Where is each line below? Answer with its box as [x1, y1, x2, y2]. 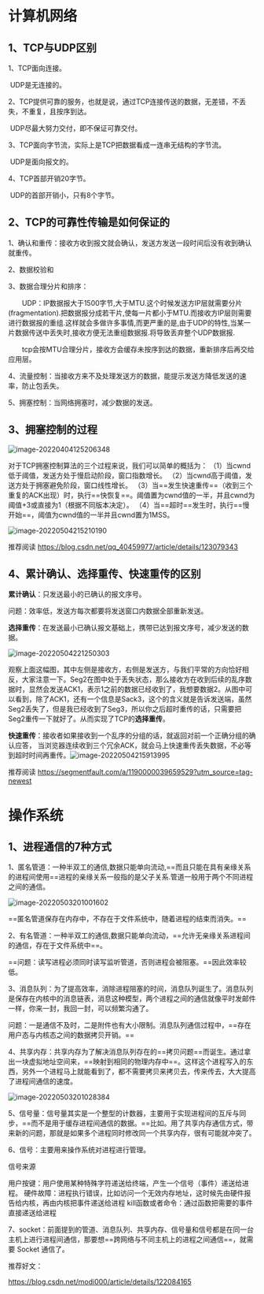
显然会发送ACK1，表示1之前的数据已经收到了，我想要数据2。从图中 [28, 685, 246, 694]
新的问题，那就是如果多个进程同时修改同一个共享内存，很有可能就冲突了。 [14, 1129, 256, 1138]
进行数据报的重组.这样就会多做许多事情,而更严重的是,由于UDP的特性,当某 [8, 318, 244, 327]
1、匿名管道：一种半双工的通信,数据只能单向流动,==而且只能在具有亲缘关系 [8, 862, 251, 872]
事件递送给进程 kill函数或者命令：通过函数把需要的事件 [76, 1199, 253, 1208]
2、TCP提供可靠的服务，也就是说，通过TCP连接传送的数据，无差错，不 [8, 97, 240, 106]
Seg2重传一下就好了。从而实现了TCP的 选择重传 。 [8, 714, 170, 723]
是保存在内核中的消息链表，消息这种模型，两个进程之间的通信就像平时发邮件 [8, 994, 256, 1003]
